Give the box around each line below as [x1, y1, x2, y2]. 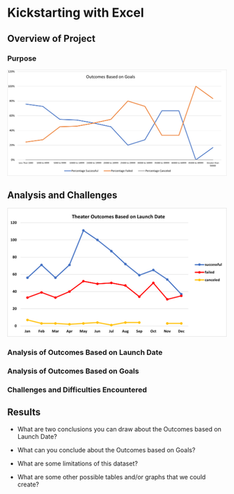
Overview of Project [7, 33, 96, 45]
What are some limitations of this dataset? [17, 459, 138, 468]
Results [7, 406, 41, 418]
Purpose [7, 54, 37, 63]
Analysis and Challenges [7, 189, 118, 201]
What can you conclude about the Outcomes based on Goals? [17, 445, 196, 454]
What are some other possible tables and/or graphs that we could [17, 472, 206, 481]
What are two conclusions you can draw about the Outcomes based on [17, 424, 221, 433]
